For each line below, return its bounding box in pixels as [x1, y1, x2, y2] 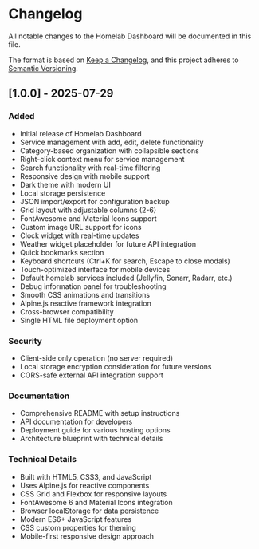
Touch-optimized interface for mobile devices [19, 264, 171, 274]
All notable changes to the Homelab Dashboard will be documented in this [8, 31, 252, 41]
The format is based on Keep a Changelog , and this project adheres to [8, 55, 239, 65]
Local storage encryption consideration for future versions [19, 361, 212, 371]
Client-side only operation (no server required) [19, 353, 174, 363]
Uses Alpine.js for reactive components [19, 480, 150, 490]
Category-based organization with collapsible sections [19, 145, 199, 156]
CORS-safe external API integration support [19, 370, 163, 380]
